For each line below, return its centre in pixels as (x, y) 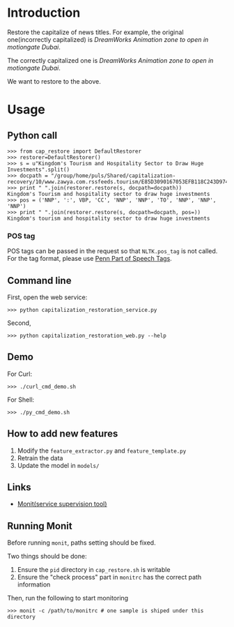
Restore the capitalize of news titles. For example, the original (95, 32)
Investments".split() (39, 169)
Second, (19, 323)
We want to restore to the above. (54, 81)
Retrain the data (40, 458)
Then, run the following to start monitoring (68, 598)
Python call (32, 135)
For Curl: (20, 374)
